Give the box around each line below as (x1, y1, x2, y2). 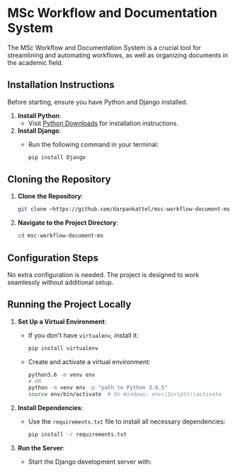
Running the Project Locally (7, 298, 132, 310)
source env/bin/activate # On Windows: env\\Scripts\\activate (28, 391, 222, 398)
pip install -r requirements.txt (28, 431, 127, 438)
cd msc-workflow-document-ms (17, 232, 104, 240)
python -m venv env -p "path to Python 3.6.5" (28, 384, 168, 392)
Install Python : (17, 111, 62, 119)
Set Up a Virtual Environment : (17, 317, 107, 326)
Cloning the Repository (7, 173, 111, 185)
